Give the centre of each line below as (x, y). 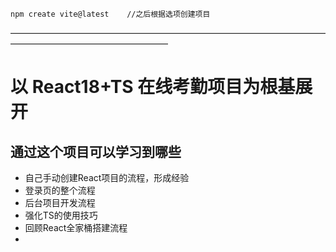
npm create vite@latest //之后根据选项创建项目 (110, 14)
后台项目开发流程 (60, 202)
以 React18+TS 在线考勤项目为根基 (153, 87)
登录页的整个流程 (60, 190)
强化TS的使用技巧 (61, 215)
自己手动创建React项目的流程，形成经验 (107, 177)
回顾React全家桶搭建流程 (76, 227)
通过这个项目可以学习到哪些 (96, 151)
